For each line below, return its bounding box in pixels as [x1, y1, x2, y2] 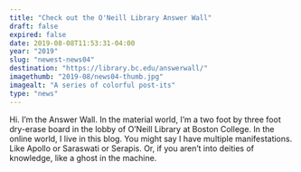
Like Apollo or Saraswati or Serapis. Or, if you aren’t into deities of [9, 142, 255, 154]
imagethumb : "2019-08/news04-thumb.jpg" [9, 72, 165, 81]
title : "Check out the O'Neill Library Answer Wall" [9, 13, 212, 23]
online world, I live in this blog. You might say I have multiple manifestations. [9, 133, 293, 144]
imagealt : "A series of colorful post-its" [9, 81, 176, 90]
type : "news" [9, 89, 59, 98]
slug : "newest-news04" [9, 55, 95, 64]
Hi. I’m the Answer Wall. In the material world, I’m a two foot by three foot [9, 114, 282, 125]
